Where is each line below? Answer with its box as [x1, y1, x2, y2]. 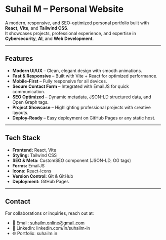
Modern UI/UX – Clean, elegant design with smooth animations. [12, 68, 142, 74]
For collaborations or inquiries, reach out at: [5, 210, 94, 216]
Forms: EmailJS [12, 162, 45, 168]
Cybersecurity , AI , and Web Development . [5, 36, 94, 41]
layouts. [12, 110, 29, 116]
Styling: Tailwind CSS [12, 152, 57, 158]
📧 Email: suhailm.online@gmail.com [12, 220, 85, 226]
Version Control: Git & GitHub [12, 173, 73, 179]
